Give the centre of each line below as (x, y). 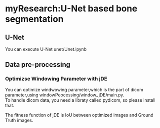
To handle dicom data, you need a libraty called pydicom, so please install (80, 100)
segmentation (34, 19)
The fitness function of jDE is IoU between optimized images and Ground (79, 115)
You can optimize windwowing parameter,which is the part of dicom (74, 89)
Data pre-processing (38, 65)
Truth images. (19, 120)
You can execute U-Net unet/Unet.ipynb (46, 49)
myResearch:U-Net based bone (71, 9)
